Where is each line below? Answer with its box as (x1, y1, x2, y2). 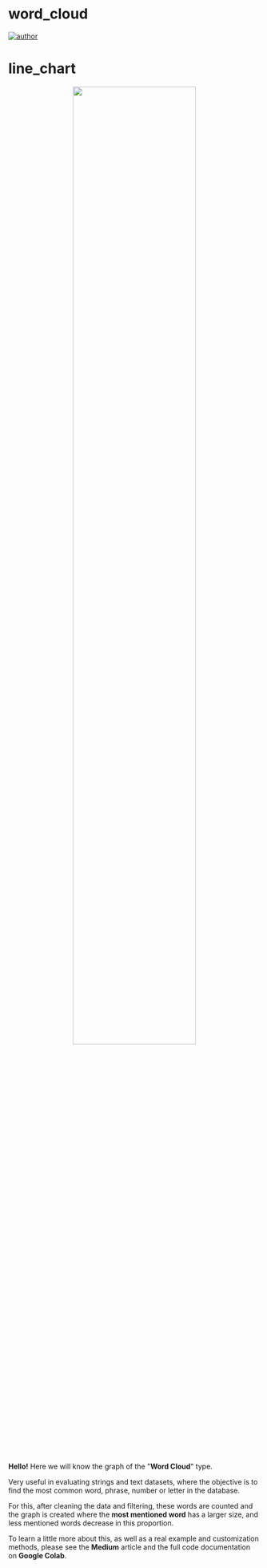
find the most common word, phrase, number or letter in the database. (8, 1485, 241, 1495)
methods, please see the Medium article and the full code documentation (8, 1542, 251, 1552)
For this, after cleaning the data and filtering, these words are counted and (8, 1501, 253, 1510)
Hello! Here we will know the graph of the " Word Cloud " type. (8, 1461, 213, 1471)
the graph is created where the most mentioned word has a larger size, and (8, 1509, 258, 1519)
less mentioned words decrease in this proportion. (8, 1517, 174, 1528)
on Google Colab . (8, 1550, 67, 1560)
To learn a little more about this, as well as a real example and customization (8, 1534, 260, 1543)
